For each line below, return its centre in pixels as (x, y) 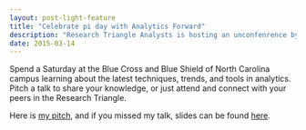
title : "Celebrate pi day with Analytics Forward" (107, 26)
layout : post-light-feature (63, 18)
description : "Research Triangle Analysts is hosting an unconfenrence (148, 35)
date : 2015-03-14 (42, 43)
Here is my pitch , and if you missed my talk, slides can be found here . (140, 115)
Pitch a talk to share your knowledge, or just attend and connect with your (148, 88)
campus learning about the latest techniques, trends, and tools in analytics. (150, 79)
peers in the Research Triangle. (68, 98)
